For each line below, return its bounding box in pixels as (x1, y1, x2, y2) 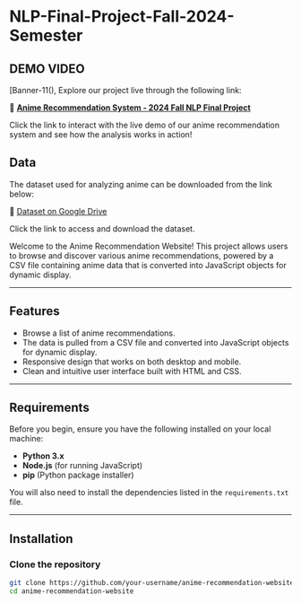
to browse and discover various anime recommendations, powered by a (9, 249, 274, 261)
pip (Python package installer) (21, 469, 134, 481)
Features (9, 303, 60, 319)
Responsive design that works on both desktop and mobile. (21, 356, 242, 367)
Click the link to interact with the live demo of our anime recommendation (9, 119, 280, 130)
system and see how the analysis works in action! (9, 129, 193, 140)
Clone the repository (9, 558, 101, 571)
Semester (9, 25, 83, 46)
